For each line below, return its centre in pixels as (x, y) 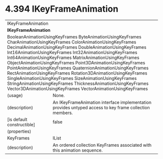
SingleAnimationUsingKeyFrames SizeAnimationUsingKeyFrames (72, 79)
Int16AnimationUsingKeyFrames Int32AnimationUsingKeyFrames (72, 53)
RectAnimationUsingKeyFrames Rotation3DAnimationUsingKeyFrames (77, 73)
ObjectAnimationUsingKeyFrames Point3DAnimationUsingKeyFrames (76, 63)
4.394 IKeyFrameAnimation (62, 9)
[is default (17, 119)
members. (63, 113)
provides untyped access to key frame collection (101, 107)
